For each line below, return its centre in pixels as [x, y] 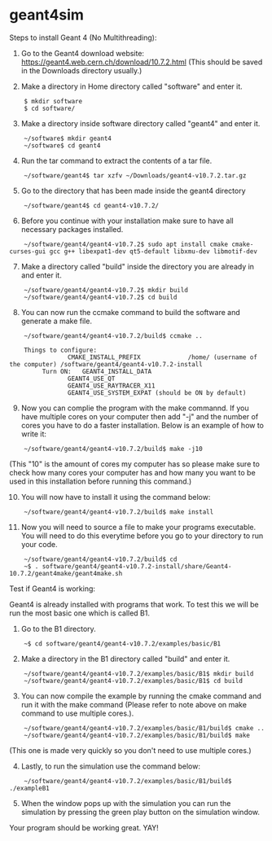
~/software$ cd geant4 [62, 145]
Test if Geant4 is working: [53, 589]
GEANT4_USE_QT [91, 379]
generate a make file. [57, 321]
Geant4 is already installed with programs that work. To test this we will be [134, 604]
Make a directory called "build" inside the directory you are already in [138, 266]
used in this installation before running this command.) [101, 481]
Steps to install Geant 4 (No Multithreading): [83, 37]
